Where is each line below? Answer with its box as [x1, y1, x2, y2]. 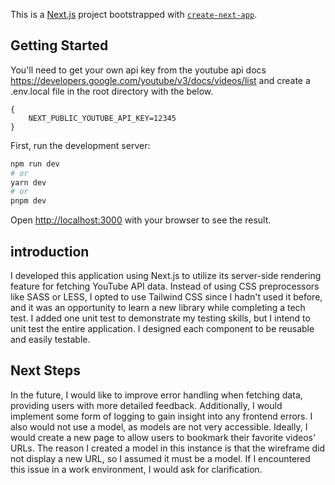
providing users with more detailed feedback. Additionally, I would [10, 399, 283, 411]
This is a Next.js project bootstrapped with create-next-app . [10, 9, 258, 20]
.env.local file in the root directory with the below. [10, 85, 214, 97]
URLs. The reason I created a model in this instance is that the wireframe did [10, 442, 326, 454]
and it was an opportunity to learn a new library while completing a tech [10, 302, 306, 313]
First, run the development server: [10, 139, 151, 151]
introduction [10, 243, 90, 260]
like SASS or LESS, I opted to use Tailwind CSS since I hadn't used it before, [10, 291, 323, 303]
